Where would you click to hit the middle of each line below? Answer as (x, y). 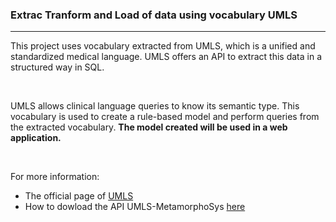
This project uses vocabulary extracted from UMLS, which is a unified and (163, 46)
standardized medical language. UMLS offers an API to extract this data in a (166, 57)
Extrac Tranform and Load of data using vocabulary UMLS (154, 15)
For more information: (55, 177)
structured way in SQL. (57, 67)
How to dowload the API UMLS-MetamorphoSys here (135, 207)
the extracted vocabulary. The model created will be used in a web (149, 127)
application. (36, 138)
